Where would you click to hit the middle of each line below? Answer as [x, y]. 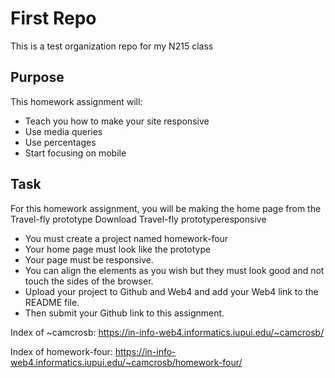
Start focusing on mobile [75, 153]
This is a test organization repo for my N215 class [112, 46]
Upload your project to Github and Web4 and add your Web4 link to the [171, 291]
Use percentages [60, 142]
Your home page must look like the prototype [118, 249]
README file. [52, 302]
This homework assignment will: [76, 101]
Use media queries [63, 131]
